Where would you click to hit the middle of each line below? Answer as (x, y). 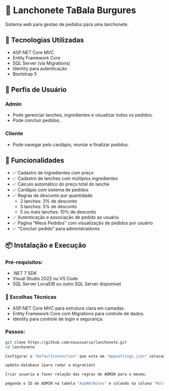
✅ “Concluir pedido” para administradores (56, 228)
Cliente (14, 133)
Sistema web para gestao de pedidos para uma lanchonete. (67, 24)
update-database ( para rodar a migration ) (50, 365)
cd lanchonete (20, 347)
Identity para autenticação (40, 68)
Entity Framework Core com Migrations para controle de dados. (78, 313)
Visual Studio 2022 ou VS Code (45, 279)
